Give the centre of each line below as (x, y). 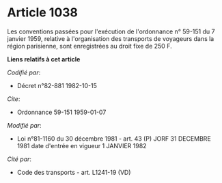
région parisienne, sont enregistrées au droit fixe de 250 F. (89, 46)
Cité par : (19, 159)
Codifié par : (24, 72)
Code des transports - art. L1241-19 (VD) (74, 172)
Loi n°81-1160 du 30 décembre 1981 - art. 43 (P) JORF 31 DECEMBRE (114, 139)
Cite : (14, 99)
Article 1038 (43, 13)
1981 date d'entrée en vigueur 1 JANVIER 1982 (82, 145)
